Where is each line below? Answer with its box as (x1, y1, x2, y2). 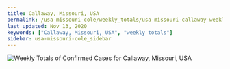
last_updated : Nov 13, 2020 (7, 23, 88, 29)
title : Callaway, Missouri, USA (7, 10, 99, 17)
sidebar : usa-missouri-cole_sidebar (7, 36, 112, 42)
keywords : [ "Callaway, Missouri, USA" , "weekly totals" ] (7, 29, 173, 36)
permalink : (7, 16, 38, 23)
